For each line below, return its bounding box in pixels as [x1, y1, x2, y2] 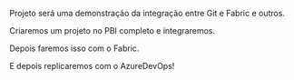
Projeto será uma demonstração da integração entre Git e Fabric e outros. [9, 8, 286, 18]
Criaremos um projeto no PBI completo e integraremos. [9, 25, 216, 35]
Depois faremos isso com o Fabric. [9, 43, 140, 54]
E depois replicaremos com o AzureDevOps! [9, 61, 175, 71]
